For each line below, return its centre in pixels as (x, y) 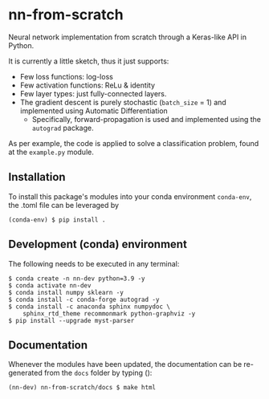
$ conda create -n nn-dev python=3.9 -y (77, 279)
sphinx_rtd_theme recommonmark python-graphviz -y (109, 313)
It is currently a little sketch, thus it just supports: (89, 61)
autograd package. (63, 128)
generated (25, 373)
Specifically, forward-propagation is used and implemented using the (147, 119)
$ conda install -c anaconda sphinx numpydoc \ (90, 307)
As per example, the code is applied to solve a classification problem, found (134, 143)
